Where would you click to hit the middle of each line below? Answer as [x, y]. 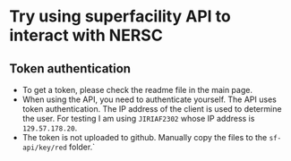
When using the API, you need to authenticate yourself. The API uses [150, 99]
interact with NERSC [86, 35]
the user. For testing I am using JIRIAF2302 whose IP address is [138, 119]
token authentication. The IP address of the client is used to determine [152, 109]
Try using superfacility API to [120, 17]
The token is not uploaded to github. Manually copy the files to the [145, 137]
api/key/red [44, 148]
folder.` [82, 147]
